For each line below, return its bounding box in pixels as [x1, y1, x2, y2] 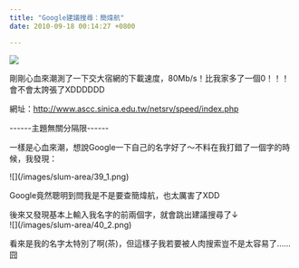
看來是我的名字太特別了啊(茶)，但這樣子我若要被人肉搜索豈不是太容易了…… [9, 237, 292, 249]
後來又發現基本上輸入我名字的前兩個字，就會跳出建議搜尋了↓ [9, 209, 238, 220]
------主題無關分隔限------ [9, 122, 110, 133]
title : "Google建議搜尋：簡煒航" [9, 13, 125, 23]
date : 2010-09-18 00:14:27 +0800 [9, 22, 136, 31]
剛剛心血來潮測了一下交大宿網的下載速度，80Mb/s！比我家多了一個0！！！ [9, 72, 290, 83]
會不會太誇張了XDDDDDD [9, 83, 106, 95]
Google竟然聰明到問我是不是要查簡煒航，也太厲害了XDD [9, 189, 220, 200]
